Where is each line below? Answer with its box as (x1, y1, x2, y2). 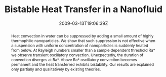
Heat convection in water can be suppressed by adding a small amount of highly (11, 33, 154, 38)
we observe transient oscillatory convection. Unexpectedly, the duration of (11, 52, 144, 58)
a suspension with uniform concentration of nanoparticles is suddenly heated (11, 43, 149, 48)
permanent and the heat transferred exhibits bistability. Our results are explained (11, 62, 154, 67)
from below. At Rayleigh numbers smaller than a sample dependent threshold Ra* (11, 47, 155, 53)
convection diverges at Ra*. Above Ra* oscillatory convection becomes (11, 57, 137, 62)
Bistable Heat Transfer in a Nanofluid (4, 4, 163, 15)
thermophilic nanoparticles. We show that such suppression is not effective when (11, 38, 155, 44)
